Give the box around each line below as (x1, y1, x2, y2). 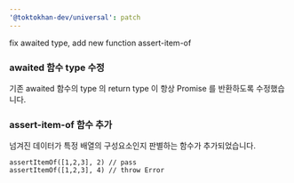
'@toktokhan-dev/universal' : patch (9, 12, 141, 22)
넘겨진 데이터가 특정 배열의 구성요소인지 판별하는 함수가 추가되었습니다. (9, 140, 256, 151)
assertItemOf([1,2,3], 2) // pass (9, 158, 138, 167)
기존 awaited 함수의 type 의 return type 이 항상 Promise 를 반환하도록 (9, 83, 255, 93)
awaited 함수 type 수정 (9, 61, 105, 74)
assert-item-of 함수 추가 (9, 118, 113, 131)
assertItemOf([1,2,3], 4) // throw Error (9, 166, 165, 175)
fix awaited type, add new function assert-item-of (9, 37, 192, 48)
